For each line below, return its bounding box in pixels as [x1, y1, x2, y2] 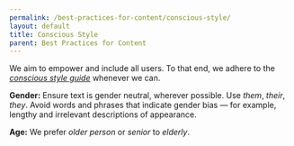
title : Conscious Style [9, 30, 99, 39]
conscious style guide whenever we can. [9, 73, 161, 84]
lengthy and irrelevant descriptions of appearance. [9, 109, 198, 120]
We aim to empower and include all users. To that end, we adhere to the [9, 63, 276, 74]
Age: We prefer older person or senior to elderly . [9, 127, 191, 138]
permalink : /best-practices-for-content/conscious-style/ [9, 13, 231, 23]
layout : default [9, 22, 70, 31]
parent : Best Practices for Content [9, 38, 147, 48]
